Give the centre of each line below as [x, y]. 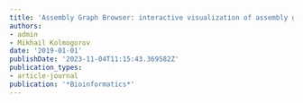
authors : [26, 26]
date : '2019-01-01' [46, 51]
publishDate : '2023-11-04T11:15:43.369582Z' [94, 59]
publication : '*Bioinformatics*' [72, 84]
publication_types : [46, 68]
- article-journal [44, 76]
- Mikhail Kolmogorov [50, 43]
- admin [24, 34]
